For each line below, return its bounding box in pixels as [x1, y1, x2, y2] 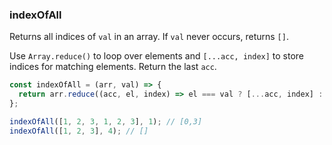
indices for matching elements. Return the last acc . [9, 61, 217, 73]
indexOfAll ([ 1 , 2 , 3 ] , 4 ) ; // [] [9, 126, 149, 136]
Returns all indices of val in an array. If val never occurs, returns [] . [9, 31, 289, 43]
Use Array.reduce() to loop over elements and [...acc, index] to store [9, 50, 305, 62]
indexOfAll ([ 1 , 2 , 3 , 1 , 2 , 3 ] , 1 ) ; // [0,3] [9, 116, 203, 127]
